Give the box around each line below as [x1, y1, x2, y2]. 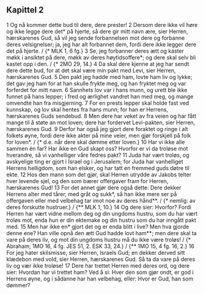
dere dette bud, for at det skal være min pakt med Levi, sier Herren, [6, 67, 176, 74]
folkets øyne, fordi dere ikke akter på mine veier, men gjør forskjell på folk [6, 132, 191, 139]
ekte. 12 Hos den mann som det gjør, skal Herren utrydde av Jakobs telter [6, 171, 192, 178]
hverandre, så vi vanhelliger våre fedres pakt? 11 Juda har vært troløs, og [6, 151, 189, 159]
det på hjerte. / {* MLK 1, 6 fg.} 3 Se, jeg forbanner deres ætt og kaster [6, 47, 184, 55]
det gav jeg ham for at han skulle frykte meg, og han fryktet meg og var [6, 80, 186, 87]
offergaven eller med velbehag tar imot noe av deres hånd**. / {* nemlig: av [6, 197, 196, 204]
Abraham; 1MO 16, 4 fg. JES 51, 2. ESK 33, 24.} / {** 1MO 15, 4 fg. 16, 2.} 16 [6, 242, 194, 250]
